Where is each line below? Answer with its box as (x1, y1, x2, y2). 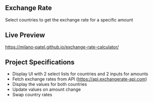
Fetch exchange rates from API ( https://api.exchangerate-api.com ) (12, 76, 148, 82)
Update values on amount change (12, 86, 81, 92)
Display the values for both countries (12, 82, 87, 87)
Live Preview (5, 31, 45, 40)
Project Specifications (5, 58, 75, 66)
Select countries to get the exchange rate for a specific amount (5, 17, 133, 22)
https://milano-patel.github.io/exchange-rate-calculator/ (5, 44, 119, 50)
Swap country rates (12, 92, 53, 98)
